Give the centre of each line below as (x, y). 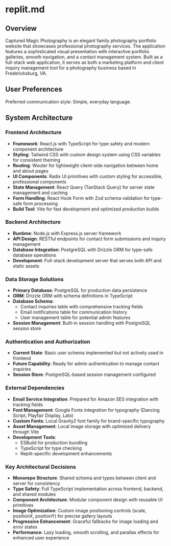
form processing (40, 203)
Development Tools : (34, 437)
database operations (34, 255)
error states (25, 527)
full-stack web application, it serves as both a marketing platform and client (85, 62)
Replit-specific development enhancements (66, 453)
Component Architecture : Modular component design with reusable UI (88, 499)
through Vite (26, 432)
